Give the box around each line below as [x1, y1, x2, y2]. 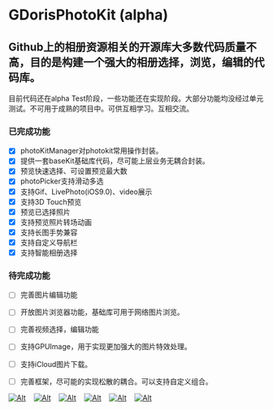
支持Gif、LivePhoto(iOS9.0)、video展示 [19, 187, 153, 196]
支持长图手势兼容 [19, 227, 78, 237]
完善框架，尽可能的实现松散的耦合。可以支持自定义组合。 [19, 376, 213, 386]
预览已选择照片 [19, 207, 71, 217]
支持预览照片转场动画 [19, 217, 92, 227]
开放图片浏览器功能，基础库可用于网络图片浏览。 [19, 307, 184, 317]
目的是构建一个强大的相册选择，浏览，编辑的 [29, 55, 254, 69]
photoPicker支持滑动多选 [19, 176, 104, 186]
